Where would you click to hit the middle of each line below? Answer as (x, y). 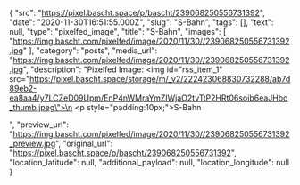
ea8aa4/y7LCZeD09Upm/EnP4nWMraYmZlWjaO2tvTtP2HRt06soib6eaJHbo (149, 98)
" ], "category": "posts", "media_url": (90, 51)
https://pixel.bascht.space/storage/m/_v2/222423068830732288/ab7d (160, 79)
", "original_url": (84, 143)
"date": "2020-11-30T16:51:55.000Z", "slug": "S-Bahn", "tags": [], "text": (142, 22)
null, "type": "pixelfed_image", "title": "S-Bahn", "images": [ (118, 32)
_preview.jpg (33, 143)
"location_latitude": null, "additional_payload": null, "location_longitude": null (150, 162)
